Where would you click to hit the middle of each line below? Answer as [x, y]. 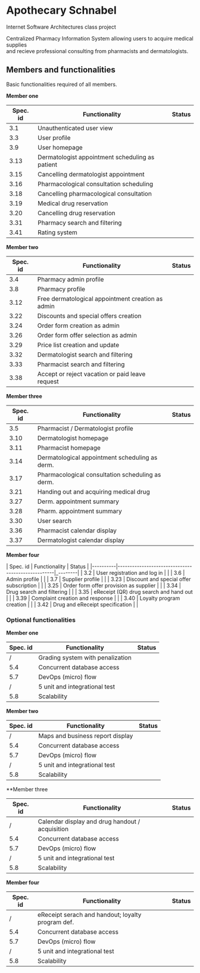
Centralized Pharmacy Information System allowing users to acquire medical [100, 38]
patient [48, 165]
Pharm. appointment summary [80, 511]
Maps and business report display [86, 736]
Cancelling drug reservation [76, 213]
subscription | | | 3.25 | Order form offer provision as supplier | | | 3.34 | [94, 585]
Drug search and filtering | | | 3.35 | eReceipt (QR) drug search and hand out [100, 591]
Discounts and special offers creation [89, 315]
